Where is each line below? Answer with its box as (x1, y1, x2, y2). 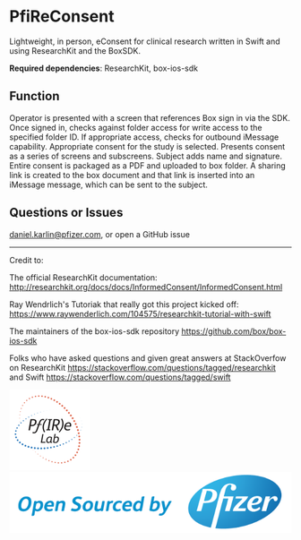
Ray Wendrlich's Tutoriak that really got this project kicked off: (9, 298, 239, 310)
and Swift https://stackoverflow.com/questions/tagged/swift (9, 372, 231, 382)
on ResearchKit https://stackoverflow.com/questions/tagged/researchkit (9, 362, 276, 373)
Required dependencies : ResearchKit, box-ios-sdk (9, 63, 199, 73)
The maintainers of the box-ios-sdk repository (9, 325, 180, 337)
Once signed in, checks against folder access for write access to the (9, 122, 262, 133)
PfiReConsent (9, 6, 115, 27)
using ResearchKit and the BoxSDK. (9, 45, 142, 56)
